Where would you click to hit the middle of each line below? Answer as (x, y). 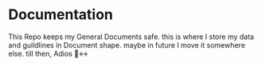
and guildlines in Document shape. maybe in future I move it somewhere (127, 45)
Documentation (61, 15)
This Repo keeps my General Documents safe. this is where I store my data (131, 37)
